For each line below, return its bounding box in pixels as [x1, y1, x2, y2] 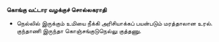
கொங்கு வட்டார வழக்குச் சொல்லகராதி [6, 6, 107, 14]
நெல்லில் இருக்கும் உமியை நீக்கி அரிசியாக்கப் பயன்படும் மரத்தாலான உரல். [16, 20, 213, 27]
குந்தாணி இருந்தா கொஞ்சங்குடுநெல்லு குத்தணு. [16, 27, 142, 35]
